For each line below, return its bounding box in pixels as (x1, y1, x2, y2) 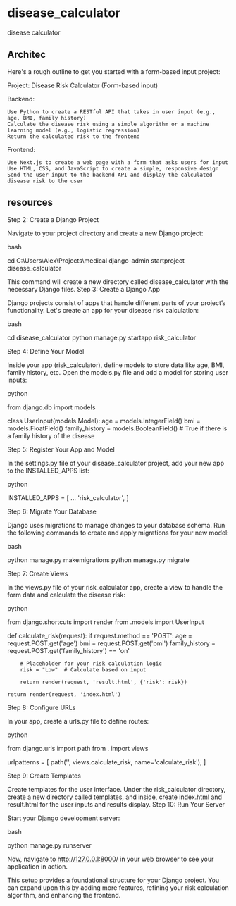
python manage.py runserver (7, 840, 92, 850)
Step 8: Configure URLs (7, 703, 76, 712)
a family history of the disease (7, 431, 95, 440)
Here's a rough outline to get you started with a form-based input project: (7, 67, 221, 75)
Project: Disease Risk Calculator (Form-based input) (7, 81, 159, 89)
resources (7, 197, 53, 209)
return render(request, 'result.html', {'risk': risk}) (20, 678, 188, 685)
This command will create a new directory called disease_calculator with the (7, 277, 229, 286)
